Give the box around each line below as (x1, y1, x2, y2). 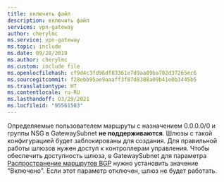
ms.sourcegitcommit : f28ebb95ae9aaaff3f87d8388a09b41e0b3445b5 (7, 75, 197, 83)
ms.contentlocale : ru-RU (7, 89, 80, 96)
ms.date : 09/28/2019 (7, 50, 68, 57)
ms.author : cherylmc (7, 56, 68, 63)
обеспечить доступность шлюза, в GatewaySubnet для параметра (7, 151, 207, 159)
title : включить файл (7, 10, 71, 18)
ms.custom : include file (7, 63, 80, 70)
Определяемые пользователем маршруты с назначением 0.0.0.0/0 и (7, 121, 216, 130)
